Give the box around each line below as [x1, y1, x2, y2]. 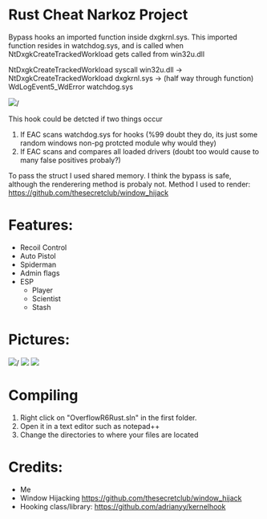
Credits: [8, 458, 63, 476]
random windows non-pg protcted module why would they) [19, 138, 216, 148]
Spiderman [19, 259, 57, 269]
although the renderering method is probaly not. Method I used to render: [8, 179, 251, 189]
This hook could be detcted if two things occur [8, 114, 163, 124]
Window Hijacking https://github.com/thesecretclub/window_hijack [19, 492, 242, 503]
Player [31, 285, 54, 295]
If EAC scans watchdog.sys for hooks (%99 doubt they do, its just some [19, 129, 258, 139]
